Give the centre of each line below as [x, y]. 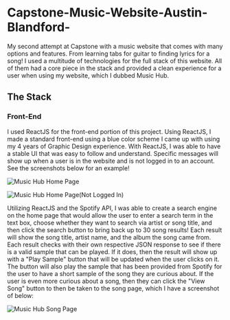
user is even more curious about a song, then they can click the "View [106, 281]
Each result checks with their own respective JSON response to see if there [114, 244]
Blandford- [39, 27]
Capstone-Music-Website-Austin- [107, 13]
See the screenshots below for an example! [68, 168]
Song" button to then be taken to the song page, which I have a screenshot [113, 288]
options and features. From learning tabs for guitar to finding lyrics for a [108, 54]
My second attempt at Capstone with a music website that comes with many [115, 46]
